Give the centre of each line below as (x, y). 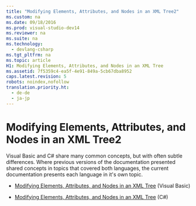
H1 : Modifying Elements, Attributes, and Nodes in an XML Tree (85, 66)
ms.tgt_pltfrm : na (28, 55)
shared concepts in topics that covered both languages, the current (87, 168)
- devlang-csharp (32, 50)
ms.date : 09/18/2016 (31, 22)
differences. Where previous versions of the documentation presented (91, 162)
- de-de (21, 93)
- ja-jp (21, 98)
